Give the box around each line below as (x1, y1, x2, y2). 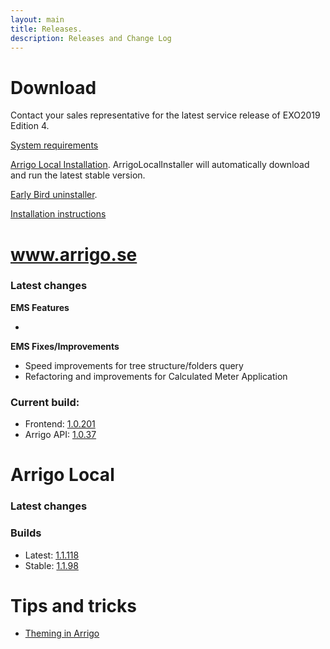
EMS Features (10, 301, 70, 313)
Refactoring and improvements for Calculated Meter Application (24, 370, 288, 382)
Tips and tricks (10, 594, 137, 617)
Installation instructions (10, 208, 107, 220)
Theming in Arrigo (24, 627, 100, 640)
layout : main (10, 14, 65, 25)
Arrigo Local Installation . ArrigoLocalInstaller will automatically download (10, 159, 310, 171)
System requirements (10, 139, 99, 151)
